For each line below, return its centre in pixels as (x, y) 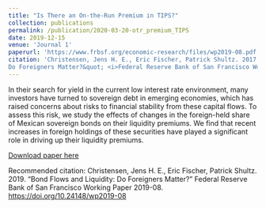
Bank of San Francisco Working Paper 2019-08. (86, 187)
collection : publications (51, 23)
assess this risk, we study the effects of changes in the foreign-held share (129, 115)
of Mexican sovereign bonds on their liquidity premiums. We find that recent (132, 123)
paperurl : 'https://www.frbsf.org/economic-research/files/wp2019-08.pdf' (134, 52)
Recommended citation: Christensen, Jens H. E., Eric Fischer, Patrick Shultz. (133, 170)
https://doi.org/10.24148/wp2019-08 (67, 195)
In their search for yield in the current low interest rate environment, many (128, 89)
